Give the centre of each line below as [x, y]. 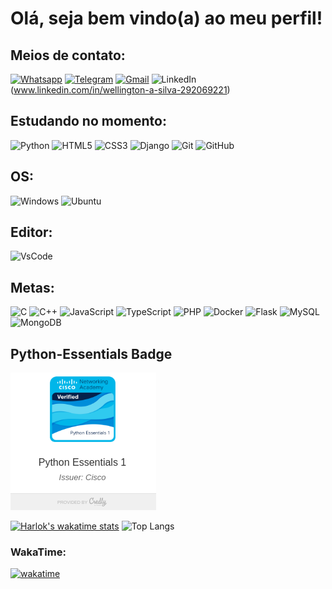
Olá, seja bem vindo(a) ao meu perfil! [166, 18]
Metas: [32, 287]
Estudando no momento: [88, 121]
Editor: [31, 232]
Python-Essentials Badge [91, 353]
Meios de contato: [68, 55]
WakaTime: [38, 552]
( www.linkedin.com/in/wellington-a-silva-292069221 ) [120, 90]
